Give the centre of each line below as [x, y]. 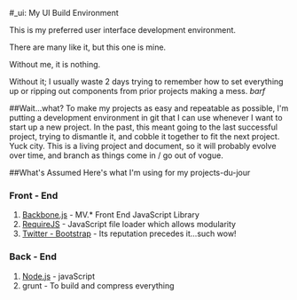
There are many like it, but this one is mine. [88, 47]
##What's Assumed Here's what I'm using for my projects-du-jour [130, 173]
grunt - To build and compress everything [98, 285]
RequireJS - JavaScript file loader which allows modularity [129, 225]
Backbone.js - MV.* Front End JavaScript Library [110, 215]
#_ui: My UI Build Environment [64, 13]
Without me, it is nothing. [55, 64]
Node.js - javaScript [59, 276]
